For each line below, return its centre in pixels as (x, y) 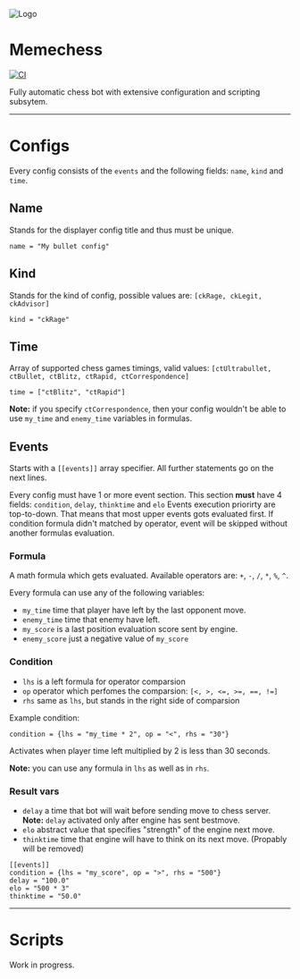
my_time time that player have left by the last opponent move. (134, 610)
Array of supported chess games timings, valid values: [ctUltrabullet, (141, 368)
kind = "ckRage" (39, 319)
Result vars (34, 791)
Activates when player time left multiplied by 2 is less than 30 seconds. (140, 750)
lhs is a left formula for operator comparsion (104, 681)
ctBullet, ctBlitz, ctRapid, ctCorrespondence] (100, 377)
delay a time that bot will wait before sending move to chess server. (146, 811)
